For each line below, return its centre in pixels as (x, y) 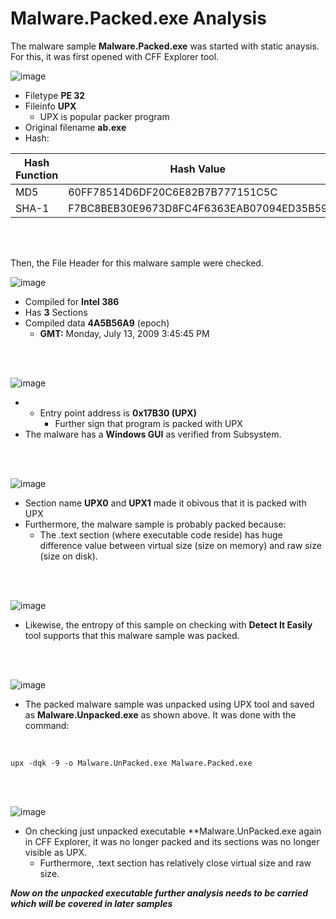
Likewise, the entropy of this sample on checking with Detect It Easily (168, 624)
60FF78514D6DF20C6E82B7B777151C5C (173, 192)
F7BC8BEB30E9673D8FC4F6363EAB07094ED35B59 (198, 208)
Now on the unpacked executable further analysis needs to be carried (159, 893)
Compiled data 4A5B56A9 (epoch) (97, 323)
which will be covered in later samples (91, 903)
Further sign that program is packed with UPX (148, 423)
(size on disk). (68, 556)
